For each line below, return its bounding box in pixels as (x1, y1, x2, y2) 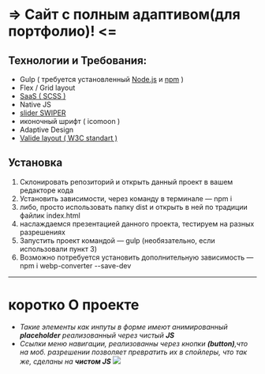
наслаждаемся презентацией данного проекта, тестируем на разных (19, 219, 255, 228)
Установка (8, 156, 63, 170)
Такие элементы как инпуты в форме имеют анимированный (19, 322, 229, 331)
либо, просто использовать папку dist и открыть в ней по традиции (19, 202, 248, 211)
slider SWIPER (19, 108, 66, 118)
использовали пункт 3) (19, 244, 97, 253)
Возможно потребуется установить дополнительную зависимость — (19, 252, 254, 262)
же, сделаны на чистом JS (19, 357, 112, 366)
